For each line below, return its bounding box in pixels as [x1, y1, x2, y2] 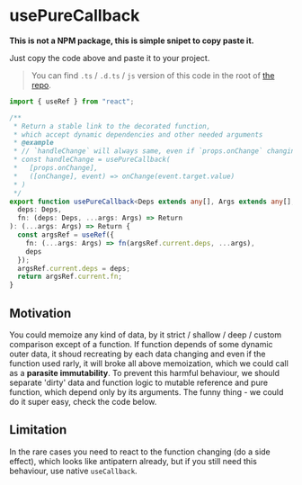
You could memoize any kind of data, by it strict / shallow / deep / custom [9, 329, 281, 340]
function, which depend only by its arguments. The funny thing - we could [9, 387, 284, 397]
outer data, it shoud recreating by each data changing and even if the [9, 348, 266, 359]
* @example [13, 139, 54, 148]
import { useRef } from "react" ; [9, 96, 135, 106]
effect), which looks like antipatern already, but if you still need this [9, 455, 258, 466]
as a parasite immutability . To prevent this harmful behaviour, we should [9, 368, 280, 378]
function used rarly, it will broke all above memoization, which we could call [9, 358, 289, 369]
